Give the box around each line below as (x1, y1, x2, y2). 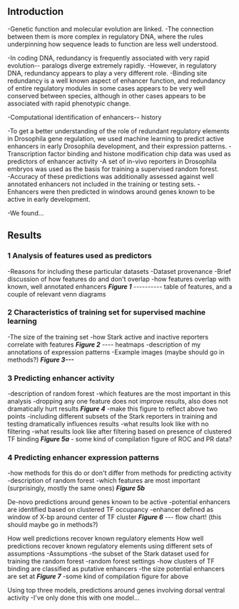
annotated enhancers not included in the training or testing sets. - (7, 180, 201, 188)
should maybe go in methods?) (7, 521, 98, 529)
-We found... (7, 208, 44, 217)
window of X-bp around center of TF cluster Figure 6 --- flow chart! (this (7, 513, 222, 521)
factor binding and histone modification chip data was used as (47, 149, 231, 158)
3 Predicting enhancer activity (7, 373, 115, 383)
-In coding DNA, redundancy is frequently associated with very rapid (7, 53, 210, 62)
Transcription (7, 149, 47, 158)
